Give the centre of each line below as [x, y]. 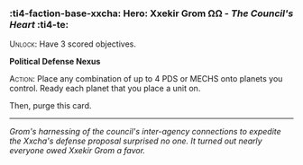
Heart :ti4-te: [39, 24]
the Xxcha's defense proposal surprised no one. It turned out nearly [136, 141]
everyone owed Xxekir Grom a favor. [78, 151]
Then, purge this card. [50, 106]
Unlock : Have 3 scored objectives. [73, 44]
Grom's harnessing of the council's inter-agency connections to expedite [145, 132]
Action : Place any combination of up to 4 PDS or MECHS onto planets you [146, 79]
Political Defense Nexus [55, 62]
